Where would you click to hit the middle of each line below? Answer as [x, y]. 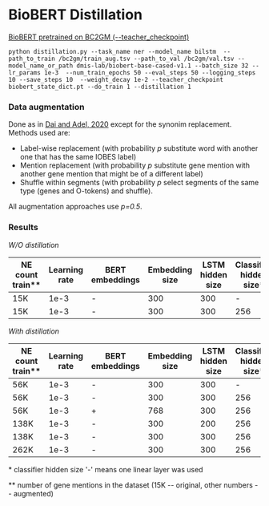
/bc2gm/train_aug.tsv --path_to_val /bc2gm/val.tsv [147, 59]
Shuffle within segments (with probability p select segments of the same [139, 183]
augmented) [34, 493]
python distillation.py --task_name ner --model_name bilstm [112, 51]
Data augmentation [46, 107]
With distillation [34, 331]
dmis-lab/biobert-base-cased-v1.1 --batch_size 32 [163, 66]
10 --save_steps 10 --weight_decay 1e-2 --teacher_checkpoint [116, 79]
